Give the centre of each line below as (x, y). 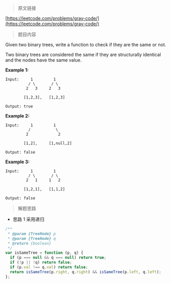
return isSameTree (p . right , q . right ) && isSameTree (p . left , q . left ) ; (86, 272)
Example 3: (17, 162)
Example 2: (17, 116)
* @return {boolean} (29, 243)
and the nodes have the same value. (44, 60)
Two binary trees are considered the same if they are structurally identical (83, 54)
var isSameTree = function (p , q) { (44, 253)
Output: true (19, 106)
